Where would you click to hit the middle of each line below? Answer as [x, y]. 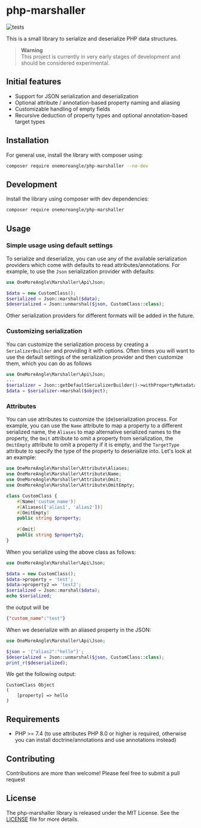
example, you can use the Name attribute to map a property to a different [94, 426]
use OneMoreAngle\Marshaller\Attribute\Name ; [64, 474]
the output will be [28, 608]
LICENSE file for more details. [42, 819]
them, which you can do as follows [49, 363]
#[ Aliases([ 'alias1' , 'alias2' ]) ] [60, 507]
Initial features [34, 82]
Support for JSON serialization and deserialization [77, 96]
